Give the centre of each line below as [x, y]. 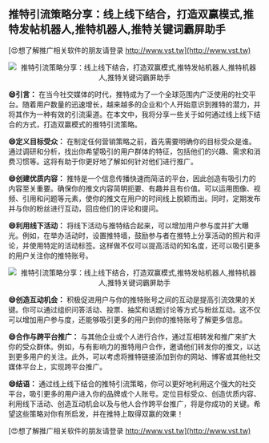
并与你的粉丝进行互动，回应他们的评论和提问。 [85, 208]
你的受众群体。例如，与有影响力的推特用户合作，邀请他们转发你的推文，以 [131, 346]
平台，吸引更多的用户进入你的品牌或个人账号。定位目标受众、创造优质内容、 [134, 393]
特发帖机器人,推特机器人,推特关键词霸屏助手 [117, 29]
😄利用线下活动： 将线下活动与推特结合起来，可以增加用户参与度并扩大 [125, 225]
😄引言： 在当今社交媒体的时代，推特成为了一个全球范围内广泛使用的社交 [129, 94]
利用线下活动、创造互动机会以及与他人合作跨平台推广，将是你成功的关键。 [131, 404]
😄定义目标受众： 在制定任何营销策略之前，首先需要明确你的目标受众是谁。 [132, 141]
